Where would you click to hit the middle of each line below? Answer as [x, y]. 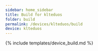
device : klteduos [24, 29]
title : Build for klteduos [34, 15]
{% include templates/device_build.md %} [49, 43]
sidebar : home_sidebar [29, 10]
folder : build [20, 19]
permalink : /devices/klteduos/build [44, 24]
